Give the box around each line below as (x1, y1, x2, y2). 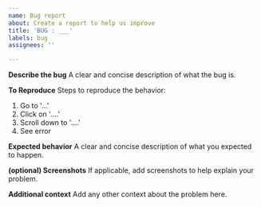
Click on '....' (19, 109, 61, 119)
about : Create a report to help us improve (8, 19, 156, 27)
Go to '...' (19, 101, 49, 111)
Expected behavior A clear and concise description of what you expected (8, 142, 252, 151)
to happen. (8, 150, 44, 160)
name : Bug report (8, 11, 66, 20)
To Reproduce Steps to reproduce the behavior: (8, 85, 166, 96)
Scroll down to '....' (19, 118, 81, 127)
